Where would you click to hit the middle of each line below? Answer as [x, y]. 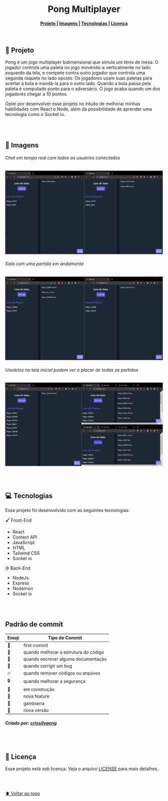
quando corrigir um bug [48, 666]
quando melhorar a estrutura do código [63, 652]
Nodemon [23, 588]
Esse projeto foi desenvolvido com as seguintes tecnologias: [67, 510]
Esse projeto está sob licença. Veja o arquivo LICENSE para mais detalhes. [82, 769]
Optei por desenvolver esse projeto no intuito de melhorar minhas [73, 104]
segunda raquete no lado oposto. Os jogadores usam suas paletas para [79, 78]
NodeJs [20, 578]
